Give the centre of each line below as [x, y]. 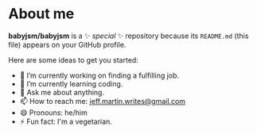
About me [41, 14]
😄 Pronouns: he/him [53, 113]
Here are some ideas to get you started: [74, 59]
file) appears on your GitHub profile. [67, 44]
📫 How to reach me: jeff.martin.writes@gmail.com [102, 101]
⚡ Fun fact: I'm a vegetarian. [66, 121]
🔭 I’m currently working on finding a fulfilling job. [99, 75]
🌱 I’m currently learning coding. [71, 83]
